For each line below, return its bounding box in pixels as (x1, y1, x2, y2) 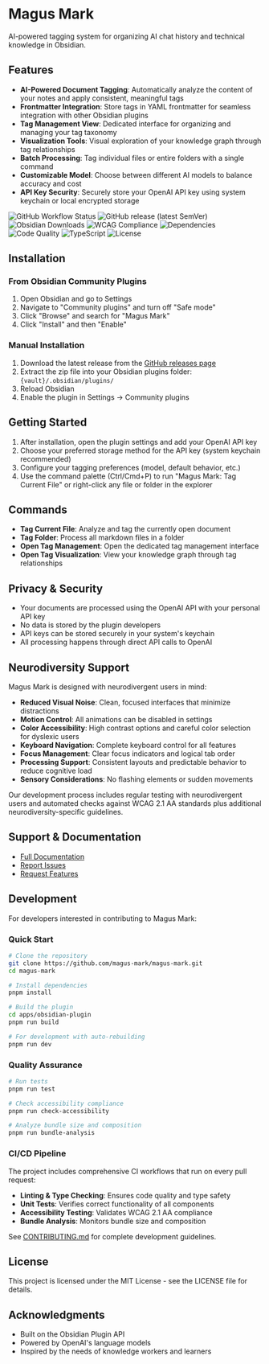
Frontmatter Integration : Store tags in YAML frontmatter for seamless (19, 101, 251, 111)
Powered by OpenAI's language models (19, 1338, 151, 1348)
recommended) (19, 454, 71, 463)
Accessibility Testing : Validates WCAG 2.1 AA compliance (19, 1207, 213, 1217)
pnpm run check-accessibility (8, 1107, 110, 1115)
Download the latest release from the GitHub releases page (19, 358, 217, 368)
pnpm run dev (8, 1040, 52, 1048)
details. (8, 1284, 33, 1295)
